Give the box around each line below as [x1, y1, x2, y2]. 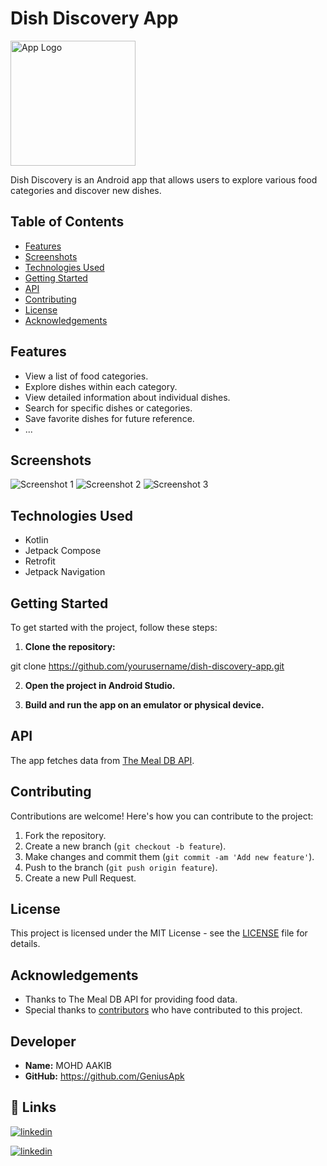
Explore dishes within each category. [24, 380, 178, 392]
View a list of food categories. [24, 370, 149, 382]
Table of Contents [10, 213, 125, 231]
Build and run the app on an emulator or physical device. [24, 699, 265, 711]
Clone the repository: [24, 641, 116, 652]
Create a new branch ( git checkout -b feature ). [24, 840, 227, 852]
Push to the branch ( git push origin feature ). [24, 861, 218, 873]
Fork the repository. [24, 829, 107, 841]
